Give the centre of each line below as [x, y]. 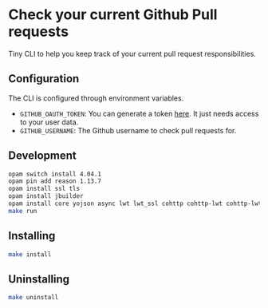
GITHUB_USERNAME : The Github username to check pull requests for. [128, 130]
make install [30, 254]
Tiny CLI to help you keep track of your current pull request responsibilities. [132, 53]
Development [43, 156]
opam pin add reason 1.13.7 [55, 181]
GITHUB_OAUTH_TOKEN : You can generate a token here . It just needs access [139, 113]
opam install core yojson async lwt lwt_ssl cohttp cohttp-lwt [116, 204]
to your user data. [49, 122]
